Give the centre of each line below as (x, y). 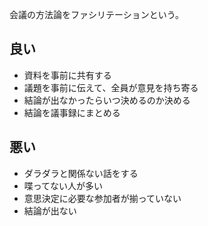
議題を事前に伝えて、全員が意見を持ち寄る (111, 87)
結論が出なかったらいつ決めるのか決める (107, 100)
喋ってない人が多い (63, 185)
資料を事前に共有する (67, 75)
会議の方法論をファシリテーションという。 (96, 14)
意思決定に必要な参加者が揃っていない (102, 198)
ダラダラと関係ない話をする (81, 173)
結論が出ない (50, 210)
